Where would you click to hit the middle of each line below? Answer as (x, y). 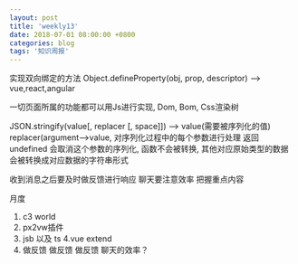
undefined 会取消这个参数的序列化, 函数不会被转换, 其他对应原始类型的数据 (149, 149)
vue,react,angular (42, 89)
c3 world (39, 217)
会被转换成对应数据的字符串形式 (69, 160)
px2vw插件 (43, 228)
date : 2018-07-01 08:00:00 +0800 (72, 34)
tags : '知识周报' (39, 52)
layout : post (34, 18)
